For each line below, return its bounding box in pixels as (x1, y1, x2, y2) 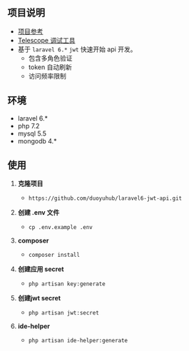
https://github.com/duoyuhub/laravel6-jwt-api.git (28, 195, 183, 202)
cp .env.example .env (28, 224, 93, 231)
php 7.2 (17, 121, 40, 130)
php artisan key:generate (28, 280, 106, 288)
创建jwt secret (17, 294, 61, 302)
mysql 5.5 (17, 129, 47, 138)
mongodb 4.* (17, 136, 57, 145)
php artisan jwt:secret (28, 310, 100, 317)
